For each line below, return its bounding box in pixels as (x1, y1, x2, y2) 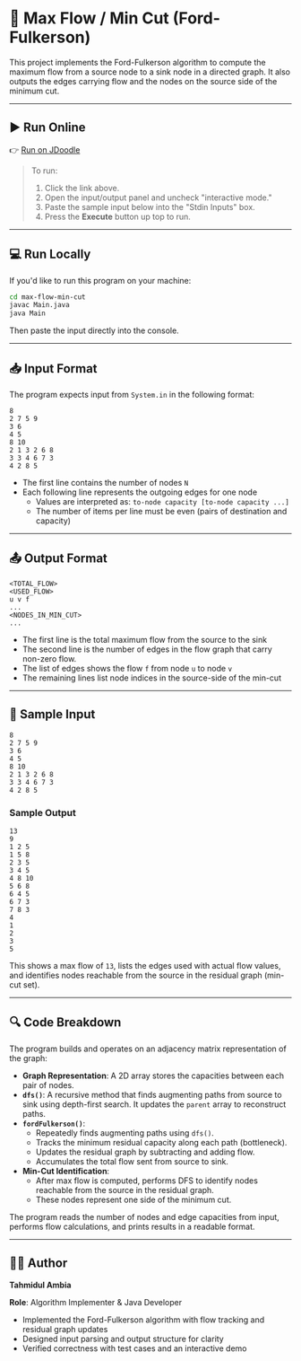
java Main (9, 309, 47, 318)
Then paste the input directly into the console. (9, 325, 179, 336)
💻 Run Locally (9, 247, 91, 262)
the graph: (9, 1052, 47, 1063)
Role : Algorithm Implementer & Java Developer (9, 1296, 183, 1307)
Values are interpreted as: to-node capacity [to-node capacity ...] (35, 496, 289, 506)
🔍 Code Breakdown (9, 1014, 122, 1031)
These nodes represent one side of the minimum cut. (35, 1194, 232, 1205)
